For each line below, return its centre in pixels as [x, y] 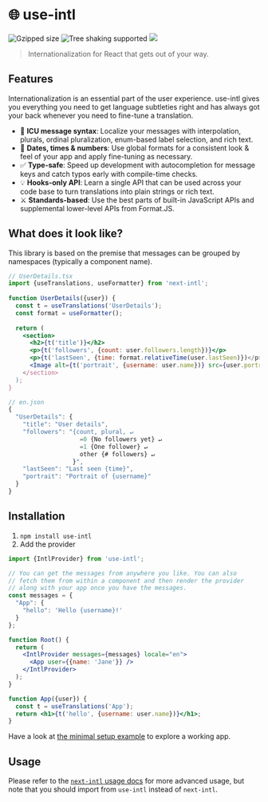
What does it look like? [66, 234]
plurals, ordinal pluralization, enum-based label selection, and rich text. [136, 139]
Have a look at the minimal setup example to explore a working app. [120, 736]
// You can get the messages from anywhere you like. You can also [123, 573]
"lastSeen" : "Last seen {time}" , [78, 469]
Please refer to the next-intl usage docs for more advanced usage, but [126, 781]
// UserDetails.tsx [41, 276]
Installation [37, 517]
